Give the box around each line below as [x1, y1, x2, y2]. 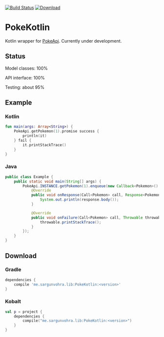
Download [5, 252, 37, 260]
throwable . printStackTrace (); [40, 220, 102, 225]
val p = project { [5, 309, 42, 314]
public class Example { [5, 174, 54, 179]
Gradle [5, 266, 21, 273]
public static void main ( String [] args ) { [14, 179, 102, 184]
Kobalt [5, 298, 21, 305]
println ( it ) [22, 133, 47, 138]
